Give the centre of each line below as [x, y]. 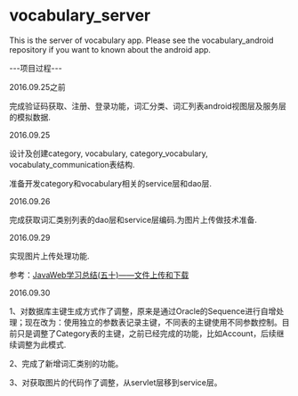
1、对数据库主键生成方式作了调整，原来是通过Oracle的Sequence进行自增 [143, 311]
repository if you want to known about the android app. [110, 49]
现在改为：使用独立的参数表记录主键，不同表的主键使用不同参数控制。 [153, 322]
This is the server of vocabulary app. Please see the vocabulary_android [141, 40]
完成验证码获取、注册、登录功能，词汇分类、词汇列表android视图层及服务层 [148, 106]
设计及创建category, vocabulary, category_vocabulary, [109, 153]
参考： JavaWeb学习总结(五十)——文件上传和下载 [99, 275]
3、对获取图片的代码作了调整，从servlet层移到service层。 [116, 382]
